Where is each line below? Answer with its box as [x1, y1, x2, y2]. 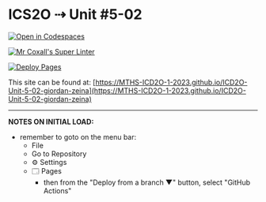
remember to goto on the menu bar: [19, 132, 137, 141]
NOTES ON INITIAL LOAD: [8, 117, 94, 126]
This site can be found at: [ [8, 77, 96, 87]
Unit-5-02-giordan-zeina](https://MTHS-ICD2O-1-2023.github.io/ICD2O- [8, 85, 247, 95]
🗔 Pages [31, 166, 62, 175]
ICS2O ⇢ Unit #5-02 [8, 6, 142, 24]
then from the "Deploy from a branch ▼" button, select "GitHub [43, 178, 251, 187]
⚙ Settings [31, 157, 67, 166]
